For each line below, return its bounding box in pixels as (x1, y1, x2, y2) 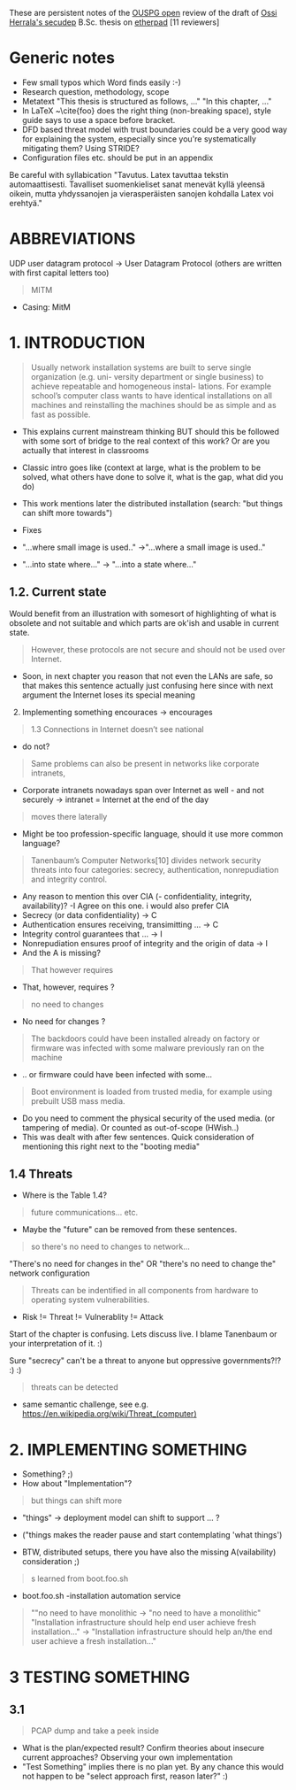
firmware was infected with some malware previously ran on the (30, 1042, 265, 1053)
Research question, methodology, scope (21, 86, 170, 96)
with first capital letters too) (9, 267, 110, 278)
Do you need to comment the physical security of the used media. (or (21, 1113, 276, 1123)
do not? (21, 741, 50, 752)
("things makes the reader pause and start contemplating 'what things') (21, 1530, 283, 1540)
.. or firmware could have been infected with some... (21, 1069, 213, 1079)
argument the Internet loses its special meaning (21, 690, 196, 700)
